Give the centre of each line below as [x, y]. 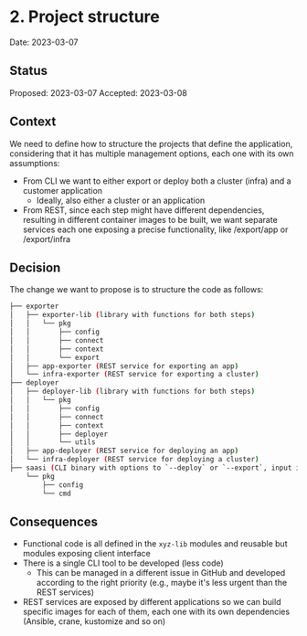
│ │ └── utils [53, 442]
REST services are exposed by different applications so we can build [152, 602]
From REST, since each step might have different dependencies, [143, 210]
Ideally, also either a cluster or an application [121, 200]
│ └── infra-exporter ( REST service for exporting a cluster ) [134, 375]
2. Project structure [85, 17]
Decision [35, 267]
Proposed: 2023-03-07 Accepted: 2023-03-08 [98, 92]
